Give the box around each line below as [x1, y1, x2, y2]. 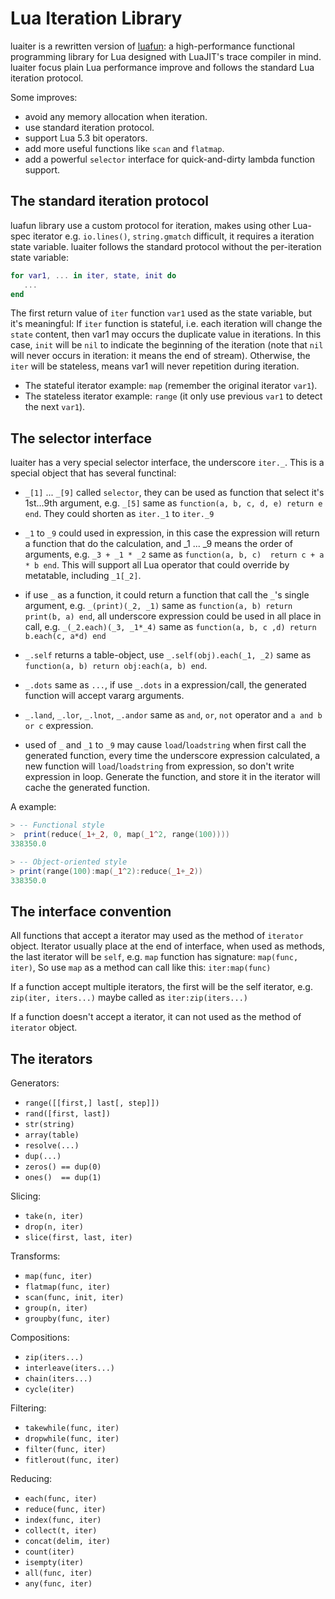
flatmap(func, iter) [24, 1282, 111, 1292]
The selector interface [10, 430, 153, 447]
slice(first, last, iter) [24, 1233, 133, 1243]
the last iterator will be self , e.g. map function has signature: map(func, [10, 951, 299, 963]
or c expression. [24, 720, 94, 732]
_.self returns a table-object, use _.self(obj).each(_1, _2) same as [24, 649, 312, 661]
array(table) [24, 1130, 80, 1141]
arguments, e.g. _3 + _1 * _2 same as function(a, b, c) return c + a [24, 548, 325, 561]
